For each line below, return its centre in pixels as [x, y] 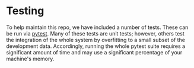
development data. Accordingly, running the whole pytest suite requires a [96, 46]
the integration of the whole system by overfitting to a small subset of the [96, 40]
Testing [25, 11]
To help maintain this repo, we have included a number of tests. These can [97, 27]
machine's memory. [30, 59]
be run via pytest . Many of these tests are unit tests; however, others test [96, 33]
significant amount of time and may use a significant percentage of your [94, 52]
